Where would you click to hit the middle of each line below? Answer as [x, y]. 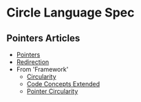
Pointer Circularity [52, 91]
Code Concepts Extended [63, 84]
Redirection [33, 62]
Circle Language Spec [70, 13]
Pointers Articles [43, 38]
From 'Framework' [42, 69]
